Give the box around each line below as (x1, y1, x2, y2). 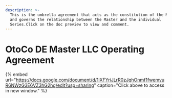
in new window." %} (5, 88, 48, 94)
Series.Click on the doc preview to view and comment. (10, 21, 130, 27)
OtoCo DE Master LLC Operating (5, 44, 145, 55)
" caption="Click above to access (94, 82, 165, 88)
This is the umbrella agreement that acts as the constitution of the (10, 12, 164, 17)
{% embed (5, 71, 28, 78)
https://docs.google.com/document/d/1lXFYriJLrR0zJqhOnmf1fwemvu (15, 77, 165, 83)
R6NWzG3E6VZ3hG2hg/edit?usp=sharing (5, 82, 94, 88)
